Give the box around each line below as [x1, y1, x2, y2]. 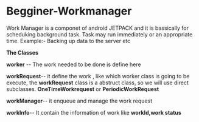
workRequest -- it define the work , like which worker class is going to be [6, 72, 190, 80]
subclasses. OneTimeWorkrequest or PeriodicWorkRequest [6, 85, 159, 92]
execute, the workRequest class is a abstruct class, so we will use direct [6, 79, 189, 86]
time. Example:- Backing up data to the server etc [6, 37, 131, 44]
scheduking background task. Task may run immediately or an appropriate [6, 30, 193, 38]
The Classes [6, 49, 38, 56]
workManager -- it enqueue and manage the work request [6, 97, 153, 104]
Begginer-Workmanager [6, 4, 132, 18]
